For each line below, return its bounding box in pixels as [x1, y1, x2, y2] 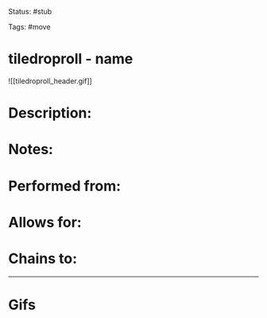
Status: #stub [8, 7, 52, 16]
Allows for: [8, 213, 82, 231]
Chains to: [8, 250, 78, 267]
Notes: [8, 141, 54, 158]
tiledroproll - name [8, 50, 133, 68]
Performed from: [8, 176, 122, 195]
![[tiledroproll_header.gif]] [8, 76, 93, 86]
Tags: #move [8, 22, 51, 31]
